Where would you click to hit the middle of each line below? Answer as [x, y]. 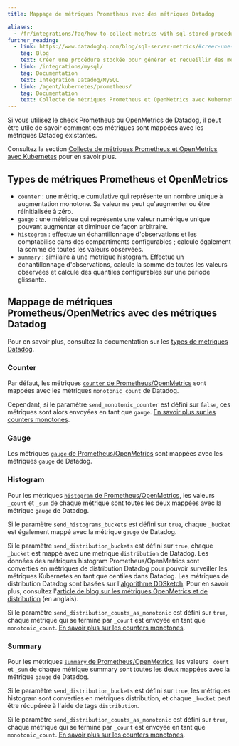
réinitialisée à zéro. [45, 211]
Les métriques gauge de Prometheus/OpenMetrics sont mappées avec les [115, 454]
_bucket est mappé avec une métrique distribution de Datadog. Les [108, 553]
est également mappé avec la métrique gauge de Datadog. [92, 531]
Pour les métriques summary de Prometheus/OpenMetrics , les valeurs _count [118, 661]
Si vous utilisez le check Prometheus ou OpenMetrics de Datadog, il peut [114, 120]
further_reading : [33, 40]
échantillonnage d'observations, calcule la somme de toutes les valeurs [122, 264]
